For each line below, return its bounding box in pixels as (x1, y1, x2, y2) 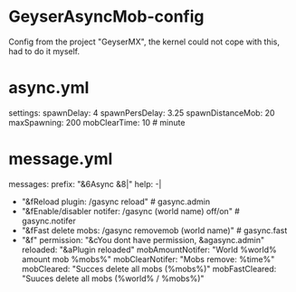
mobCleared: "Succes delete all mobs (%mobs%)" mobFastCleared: (21, 263, 277, 274)
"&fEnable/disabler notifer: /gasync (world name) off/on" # (21, 205, 241, 216)
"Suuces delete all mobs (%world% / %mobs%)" (21, 273, 205, 284)
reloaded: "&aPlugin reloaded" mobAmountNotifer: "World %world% (21, 244, 277, 255)
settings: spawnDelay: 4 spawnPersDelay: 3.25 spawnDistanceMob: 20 (8, 107, 275, 118)
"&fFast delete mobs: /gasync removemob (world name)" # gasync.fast (21, 224, 288, 236)
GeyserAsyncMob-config (8, 6, 205, 27)
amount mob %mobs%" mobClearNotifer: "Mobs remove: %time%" (21, 253, 275, 264)
